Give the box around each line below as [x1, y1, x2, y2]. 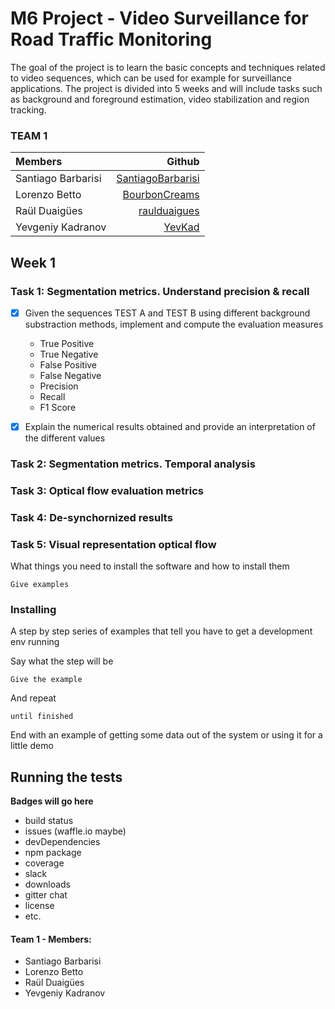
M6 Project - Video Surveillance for [10, 7, 309, 30]
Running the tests [10, 768, 123, 786]
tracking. [10, 103, 47, 116]
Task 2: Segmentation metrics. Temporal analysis [10, 457, 256, 471]
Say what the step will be [10, 655, 114, 667]
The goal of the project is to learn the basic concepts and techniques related [10, 61, 326, 73]
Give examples [10, 580, 70, 590]
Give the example [10, 675, 83, 685]
